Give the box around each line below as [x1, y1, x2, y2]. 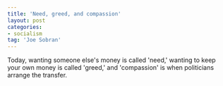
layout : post [7, 17, 46, 24]
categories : [7, 23, 42, 30]
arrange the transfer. [7, 71, 68, 80]
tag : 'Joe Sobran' [7, 37, 61, 44]
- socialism [7, 30, 42, 37]
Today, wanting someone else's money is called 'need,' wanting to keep [7, 56, 217, 64]
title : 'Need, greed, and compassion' [7, 10, 121, 18]
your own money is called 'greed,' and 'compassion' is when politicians [7, 63, 214, 72]
